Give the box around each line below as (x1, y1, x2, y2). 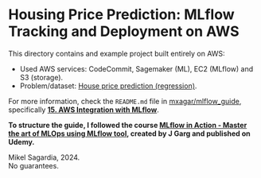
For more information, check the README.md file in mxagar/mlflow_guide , (8, 96, 242, 106)
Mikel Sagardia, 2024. (8, 153, 80, 162)
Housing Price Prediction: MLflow (8, 6, 235, 24)
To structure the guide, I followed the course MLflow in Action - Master (8, 120, 247, 130)
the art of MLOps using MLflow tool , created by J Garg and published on (8, 129, 251, 138)
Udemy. (8, 137, 35, 146)
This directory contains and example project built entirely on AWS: (8, 48, 225, 58)
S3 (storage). (19, 72, 64, 82)
